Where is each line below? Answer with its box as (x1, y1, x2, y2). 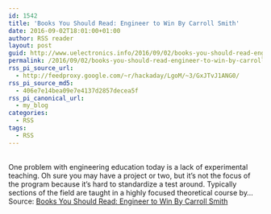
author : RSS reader (8, 34, 74, 43)
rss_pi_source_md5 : (8, 79, 74, 87)
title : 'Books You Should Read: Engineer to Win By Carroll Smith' (8, 19, 240, 27)
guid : (8, 49, 27, 57)
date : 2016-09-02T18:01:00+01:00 (8, 27, 121, 35)
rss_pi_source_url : (8, 64, 74, 72)
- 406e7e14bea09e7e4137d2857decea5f (15, 86, 139, 95)
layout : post (8, 42, 52, 50)
